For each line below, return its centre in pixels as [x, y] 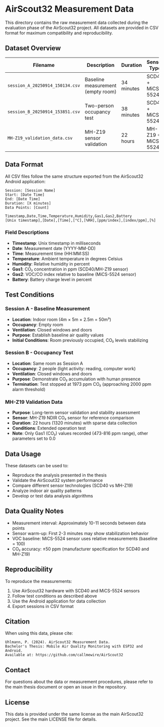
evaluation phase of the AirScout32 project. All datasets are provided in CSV [82, 27]
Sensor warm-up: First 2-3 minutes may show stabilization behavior [80, 533]
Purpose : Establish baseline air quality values [58, 335]
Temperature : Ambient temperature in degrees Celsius [67, 259]
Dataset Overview [33, 48]
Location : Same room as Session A [48, 363]
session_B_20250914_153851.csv [44, 112]
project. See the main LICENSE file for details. [51, 719]
